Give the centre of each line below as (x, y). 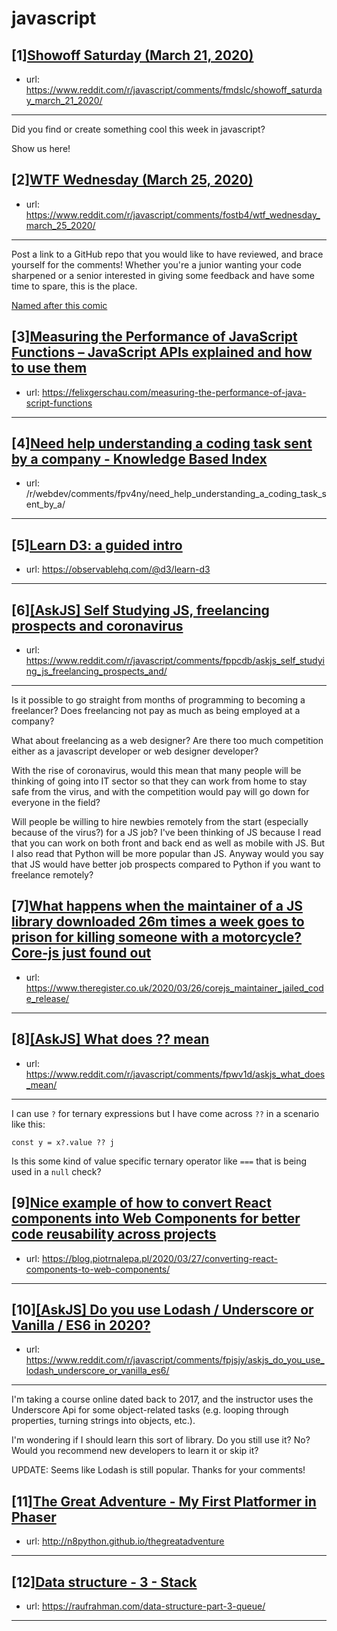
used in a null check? (56, 1171)
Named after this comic (59, 305)
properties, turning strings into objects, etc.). (103, 1421)
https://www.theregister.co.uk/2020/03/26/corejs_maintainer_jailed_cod (174, 988)
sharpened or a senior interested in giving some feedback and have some (163, 275)
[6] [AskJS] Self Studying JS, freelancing (140, 610)
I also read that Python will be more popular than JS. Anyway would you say (167, 854)
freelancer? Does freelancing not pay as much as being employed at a (156, 711)
